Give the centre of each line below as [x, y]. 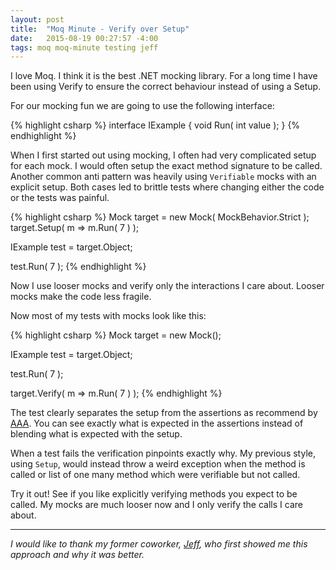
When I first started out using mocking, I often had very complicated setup [163, 155]
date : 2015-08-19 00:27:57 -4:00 [84, 38]
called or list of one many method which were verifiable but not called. [155, 475]
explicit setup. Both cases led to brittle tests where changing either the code [167, 187]
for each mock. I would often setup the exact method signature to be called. [166, 166]
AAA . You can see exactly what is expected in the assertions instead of [157, 423]
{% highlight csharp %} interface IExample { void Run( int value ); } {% [155, 125]
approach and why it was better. [77, 555]
